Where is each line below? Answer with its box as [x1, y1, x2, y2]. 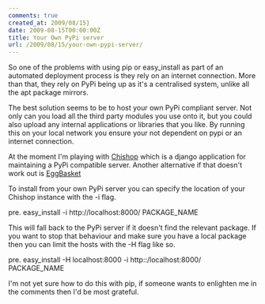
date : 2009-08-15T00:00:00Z [8, 26, 101, 34]
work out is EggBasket [8, 169, 81, 178]
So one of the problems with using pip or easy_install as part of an [8, 62, 224, 72]
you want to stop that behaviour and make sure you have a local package [8, 231, 247, 241]
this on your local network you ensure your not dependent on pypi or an [8, 128, 243, 138]
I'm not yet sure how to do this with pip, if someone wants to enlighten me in [8, 279, 257, 288]
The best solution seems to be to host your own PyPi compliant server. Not [8, 103, 252, 113]
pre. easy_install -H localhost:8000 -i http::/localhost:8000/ [8, 255, 202, 265]
